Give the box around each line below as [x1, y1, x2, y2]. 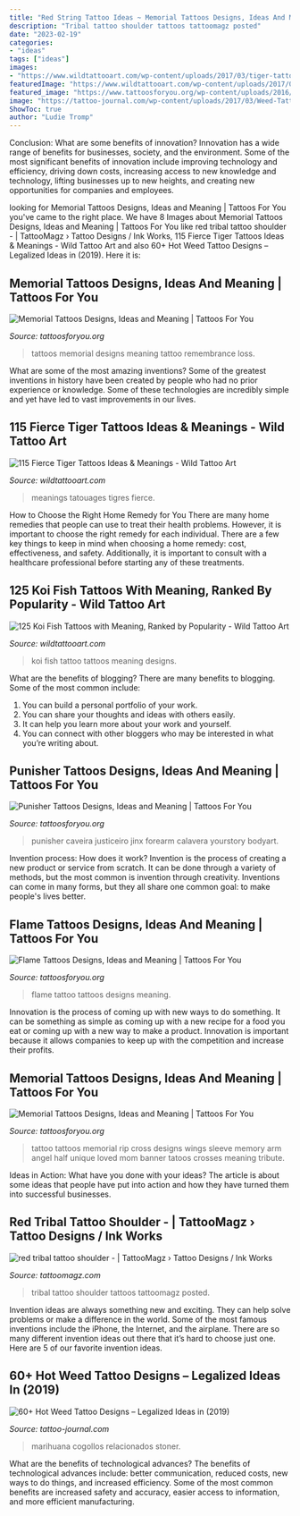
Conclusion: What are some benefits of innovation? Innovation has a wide [9, 138, 279, 148]
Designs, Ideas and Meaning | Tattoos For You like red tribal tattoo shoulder [9, 221, 287, 233]
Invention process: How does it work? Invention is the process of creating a [9, 853, 287, 864]
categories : [9, 38, 54, 47]
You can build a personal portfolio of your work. [21, 699, 198, 710]
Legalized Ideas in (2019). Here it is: [9, 250, 141, 260]
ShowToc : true [9, 105, 62, 114]
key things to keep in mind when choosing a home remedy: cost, [9, 538, 247, 548]
